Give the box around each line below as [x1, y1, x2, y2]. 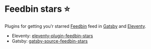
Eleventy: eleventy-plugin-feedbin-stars [11, 33, 93, 39]
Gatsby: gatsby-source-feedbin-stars [11, 38, 88, 44]
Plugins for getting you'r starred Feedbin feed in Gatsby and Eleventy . [4, 23, 147, 29]
